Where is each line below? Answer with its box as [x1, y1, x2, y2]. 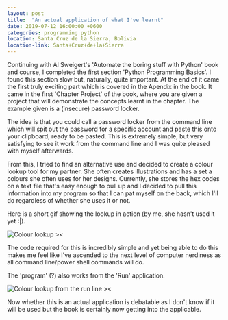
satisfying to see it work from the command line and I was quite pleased [7, 140, 210, 147]
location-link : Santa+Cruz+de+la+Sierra [7, 42, 125, 49]
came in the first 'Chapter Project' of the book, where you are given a [7, 90, 203, 98]
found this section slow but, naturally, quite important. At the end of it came [7, 75, 220, 83]
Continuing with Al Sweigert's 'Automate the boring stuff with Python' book [7, 61, 219, 69]
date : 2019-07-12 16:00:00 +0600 [7, 23, 103, 29]
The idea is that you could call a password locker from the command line [7, 118, 212, 125]
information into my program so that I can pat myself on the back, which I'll [7, 189, 219, 197]
